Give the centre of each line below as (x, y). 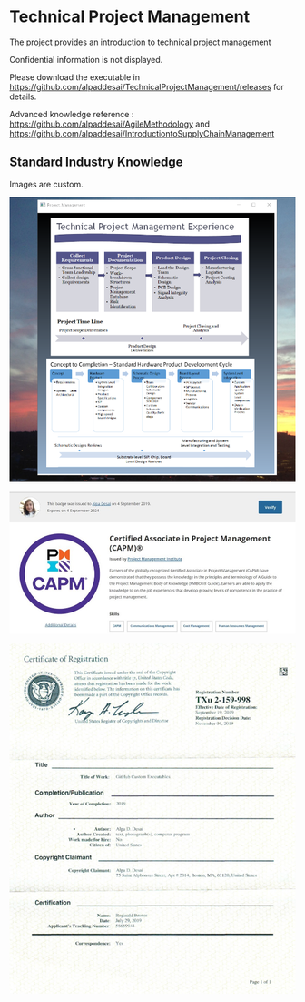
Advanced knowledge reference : (72, 114)
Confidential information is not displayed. (86, 59)
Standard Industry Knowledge (96, 162)
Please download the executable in (75, 77)
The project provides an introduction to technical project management (140, 42)
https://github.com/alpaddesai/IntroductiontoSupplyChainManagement (142, 133)
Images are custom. (46, 184)
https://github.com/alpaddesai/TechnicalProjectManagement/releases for (147, 86)
